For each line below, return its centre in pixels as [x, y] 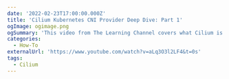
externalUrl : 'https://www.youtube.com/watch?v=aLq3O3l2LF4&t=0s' [104, 52]
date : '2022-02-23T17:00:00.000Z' [57, 13]
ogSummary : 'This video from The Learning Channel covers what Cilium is [115, 33]
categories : [24, 39]
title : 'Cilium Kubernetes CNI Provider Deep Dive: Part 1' [95, 20]
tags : [15, 58]
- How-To [26, 45]
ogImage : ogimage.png [38, 26]
